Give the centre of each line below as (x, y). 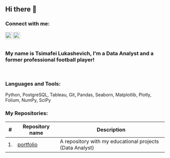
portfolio (28, 144)
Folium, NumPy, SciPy (28, 100)
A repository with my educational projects (110, 141)
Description (111, 130)
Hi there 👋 (21, 9)
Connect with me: (28, 24)
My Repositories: (27, 113)
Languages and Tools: (33, 84)
